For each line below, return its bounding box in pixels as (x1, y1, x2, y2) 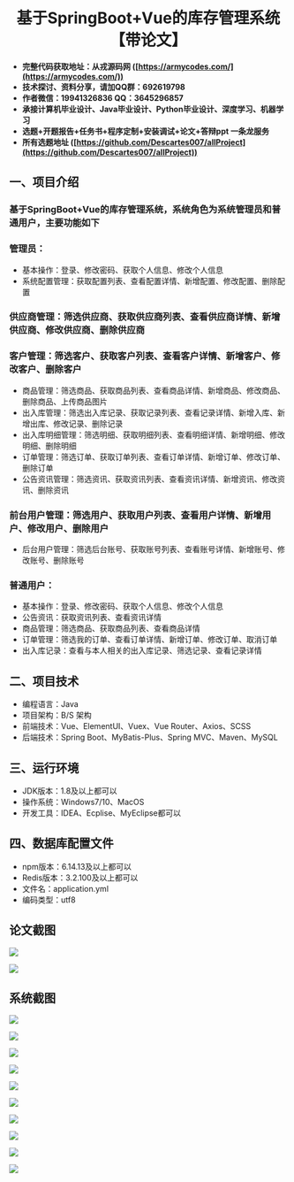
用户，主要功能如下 (18, 217, 100, 229)
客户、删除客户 (18, 364, 82, 376)
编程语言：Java (21, 699, 79, 710)
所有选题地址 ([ (21, 136, 77, 147)
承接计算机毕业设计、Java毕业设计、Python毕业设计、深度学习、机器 (21, 104, 276, 114)
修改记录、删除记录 (52, 418, 124, 429)
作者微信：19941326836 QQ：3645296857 (21, 92, 184, 103)
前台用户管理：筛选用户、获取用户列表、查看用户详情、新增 (9, 509, 263, 521)
